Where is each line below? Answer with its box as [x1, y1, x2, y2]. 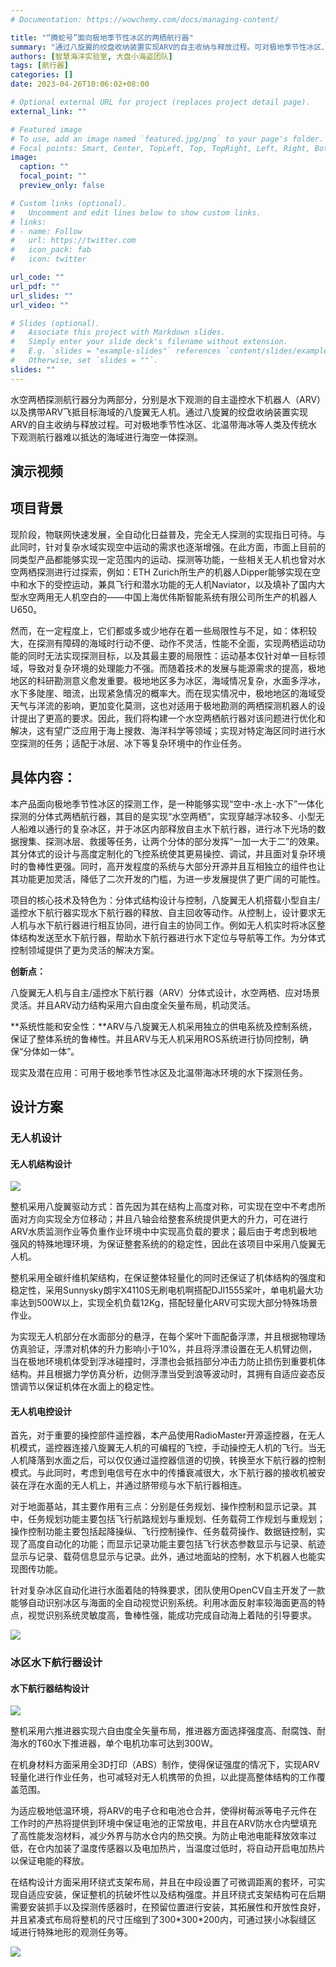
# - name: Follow [10, 226, 83, 236]
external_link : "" [10, 106, 87, 116]
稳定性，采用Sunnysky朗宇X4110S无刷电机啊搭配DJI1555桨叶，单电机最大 [10, 1284, 315, 1296]
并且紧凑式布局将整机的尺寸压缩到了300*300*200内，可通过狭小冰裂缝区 [10, 1914, 317, 1926]
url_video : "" [10, 300, 70, 310]
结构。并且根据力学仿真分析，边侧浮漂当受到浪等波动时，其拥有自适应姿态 [10, 1368, 317, 1380]
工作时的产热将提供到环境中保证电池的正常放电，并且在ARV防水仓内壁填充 [10, 1817, 318, 1830]
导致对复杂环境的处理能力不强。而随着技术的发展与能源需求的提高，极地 [27, 662, 326, 674]
